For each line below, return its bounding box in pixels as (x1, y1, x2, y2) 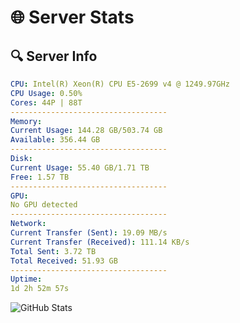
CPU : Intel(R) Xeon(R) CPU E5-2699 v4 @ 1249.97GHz (10, 79, 230, 89)
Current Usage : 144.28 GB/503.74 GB (10, 126, 163, 136)
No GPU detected (10, 200, 78, 210)
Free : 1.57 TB (10, 172, 70, 182)
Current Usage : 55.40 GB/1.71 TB (10, 162, 150, 173)
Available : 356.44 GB (10, 135, 101, 145)
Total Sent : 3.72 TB (10, 246, 97, 256)
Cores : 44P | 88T (10, 97, 83, 108)
